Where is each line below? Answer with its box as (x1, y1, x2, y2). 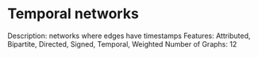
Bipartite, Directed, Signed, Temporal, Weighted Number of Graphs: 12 (7, 39, 237, 48)
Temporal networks (7, 5, 140, 23)
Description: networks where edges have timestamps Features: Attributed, (7, 31, 251, 40)
